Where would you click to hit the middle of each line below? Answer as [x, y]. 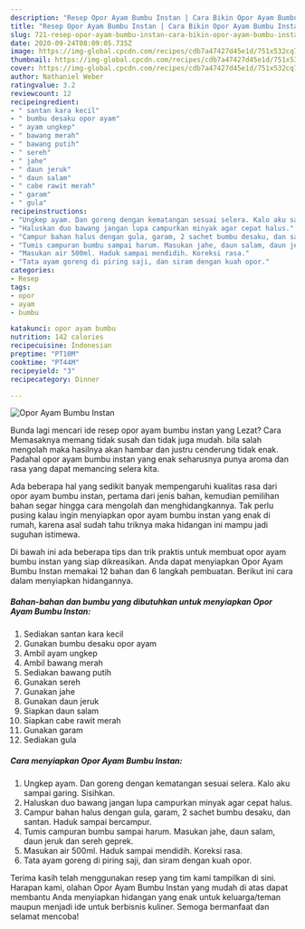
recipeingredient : [45, 102]
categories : [33, 271]
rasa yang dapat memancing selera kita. [85, 469]
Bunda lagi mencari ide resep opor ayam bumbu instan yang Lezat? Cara [146, 430]
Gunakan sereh [52, 682]
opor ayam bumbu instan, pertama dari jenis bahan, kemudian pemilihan [145, 496]
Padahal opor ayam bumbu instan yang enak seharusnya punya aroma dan [149, 459]
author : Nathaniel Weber [57, 77]
